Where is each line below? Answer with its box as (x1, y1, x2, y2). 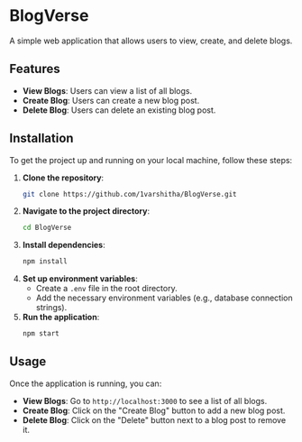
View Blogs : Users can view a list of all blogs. (22, 85, 193, 96)
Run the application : (22, 312, 100, 323)
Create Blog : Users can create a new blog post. (22, 95, 200, 106)
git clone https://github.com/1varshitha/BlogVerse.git (22, 189, 237, 198)
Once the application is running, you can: (9, 378, 162, 389)
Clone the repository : (22, 172, 105, 183)
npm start (22, 329, 60, 338)
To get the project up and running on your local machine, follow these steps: (9, 154, 293, 165)
